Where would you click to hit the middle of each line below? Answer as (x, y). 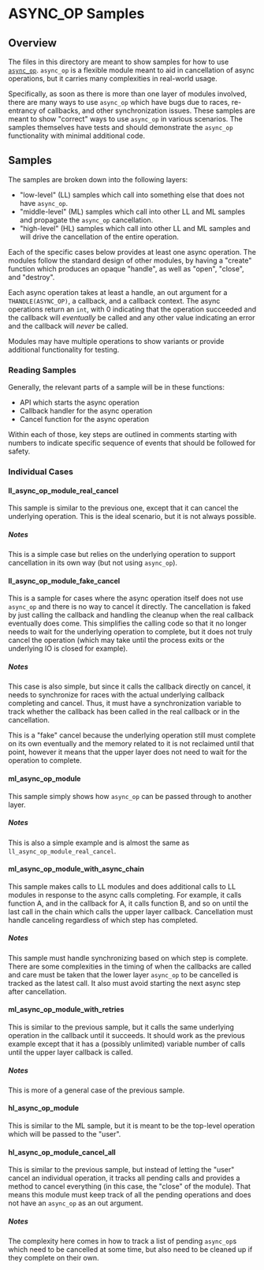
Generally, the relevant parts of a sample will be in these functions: (116, 387)
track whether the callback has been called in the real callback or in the (124, 712)
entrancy (23, 110)
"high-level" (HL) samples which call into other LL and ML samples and (135, 228)
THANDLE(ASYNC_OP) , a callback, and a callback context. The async (114, 301)
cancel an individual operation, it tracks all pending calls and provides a (124, 1178)
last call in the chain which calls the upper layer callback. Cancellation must (131, 911)
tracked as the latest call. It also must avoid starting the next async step (125, 983)
